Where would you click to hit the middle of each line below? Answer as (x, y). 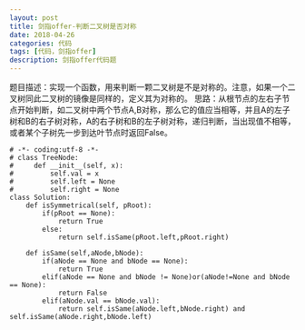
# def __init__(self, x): (67, 165)
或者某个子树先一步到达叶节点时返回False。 (91, 132)
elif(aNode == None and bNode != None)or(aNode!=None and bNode (166, 277)
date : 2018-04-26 (42, 35)
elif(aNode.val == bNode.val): (101, 301)
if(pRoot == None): (79, 214)
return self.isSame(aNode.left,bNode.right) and (152, 309)
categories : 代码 (41, 43)
